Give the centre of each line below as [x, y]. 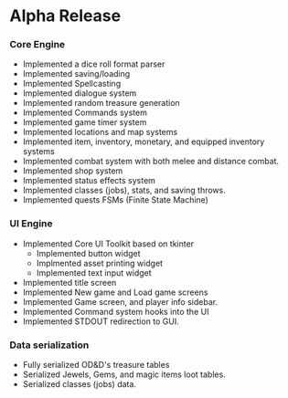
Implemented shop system [73, 171]
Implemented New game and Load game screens [115, 292]
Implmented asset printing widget [99, 263]
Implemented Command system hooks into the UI [116, 311]
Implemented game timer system [85, 122]
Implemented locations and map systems [100, 132]
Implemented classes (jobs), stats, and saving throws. [124, 190]
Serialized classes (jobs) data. [80, 384]
